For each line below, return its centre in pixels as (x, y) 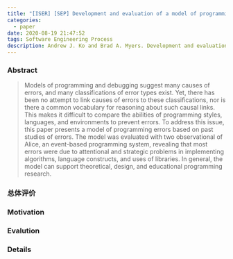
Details (19, 249)
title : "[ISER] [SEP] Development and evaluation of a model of (102, 14)
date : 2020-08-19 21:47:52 (46, 33)
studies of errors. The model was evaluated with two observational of (123, 137)
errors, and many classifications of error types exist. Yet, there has (119, 93)
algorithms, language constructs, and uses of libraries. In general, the (123, 159)
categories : (24, 20)
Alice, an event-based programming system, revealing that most (116, 144)
